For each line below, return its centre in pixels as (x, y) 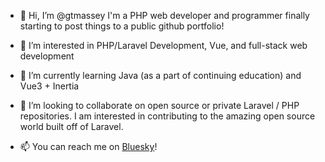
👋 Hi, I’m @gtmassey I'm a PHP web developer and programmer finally (164, 15)
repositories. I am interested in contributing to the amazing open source (167, 116)
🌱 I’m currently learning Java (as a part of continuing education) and (160, 75)
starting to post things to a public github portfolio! (122, 26)
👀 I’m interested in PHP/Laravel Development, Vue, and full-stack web (163, 45)
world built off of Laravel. (71, 126)
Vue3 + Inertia (49, 86)
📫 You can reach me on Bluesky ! (88, 146)
